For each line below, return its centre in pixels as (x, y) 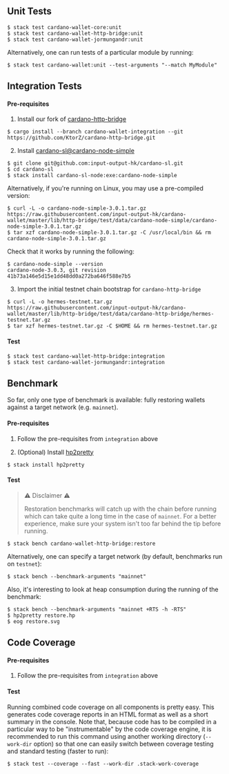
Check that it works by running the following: (71, 251)
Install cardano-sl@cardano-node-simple (76, 151)
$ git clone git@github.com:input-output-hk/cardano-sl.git (96, 163)
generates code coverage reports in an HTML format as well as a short (108, 714)
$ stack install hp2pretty (46, 465)
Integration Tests (44, 86)
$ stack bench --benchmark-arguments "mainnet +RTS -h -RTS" (97, 609)
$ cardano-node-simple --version (55, 264)
